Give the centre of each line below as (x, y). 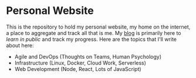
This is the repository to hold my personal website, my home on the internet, (98, 27)
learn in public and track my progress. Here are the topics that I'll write (92, 39)
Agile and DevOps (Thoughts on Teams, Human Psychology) (88, 56)
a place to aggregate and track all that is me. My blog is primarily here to (94, 33)
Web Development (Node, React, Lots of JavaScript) (78, 69)
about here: (20, 45)
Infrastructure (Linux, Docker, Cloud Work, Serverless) (80, 63)
